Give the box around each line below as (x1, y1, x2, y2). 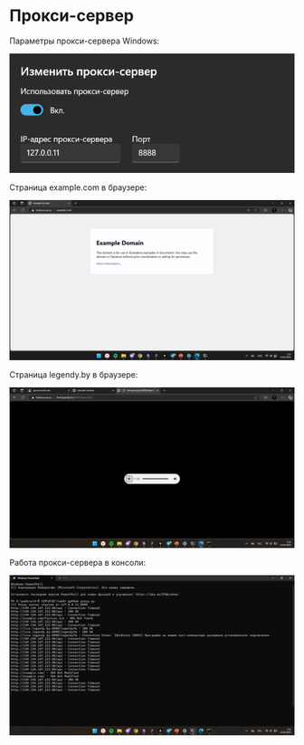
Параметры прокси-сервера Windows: (9, 35, 160, 46)
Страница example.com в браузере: (9, 182, 147, 193)
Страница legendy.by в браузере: (9, 369, 138, 380)
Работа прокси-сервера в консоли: (9, 557, 147, 568)
